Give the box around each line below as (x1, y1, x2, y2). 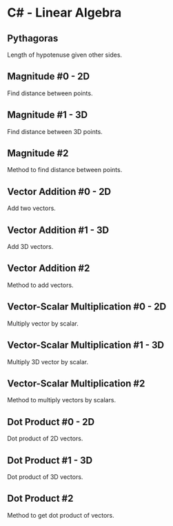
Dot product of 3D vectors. (7, 472, 83, 481)
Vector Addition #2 (7, 263, 90, 274)
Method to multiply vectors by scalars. (7, 396, 116, 404)
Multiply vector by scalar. (7, 319, 79, 328)
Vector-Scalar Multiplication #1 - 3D (7, 339, 165, 351)
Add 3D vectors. (7, 243, 54, 251)
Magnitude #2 (7, 147, 69, 160)
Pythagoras (7, 32, 59, 44)
